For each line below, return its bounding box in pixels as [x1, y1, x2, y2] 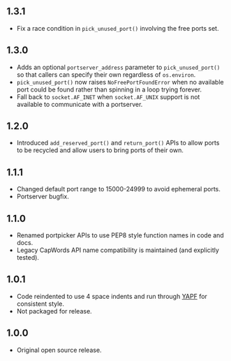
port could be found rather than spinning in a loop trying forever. [16, 85, 202, 94]
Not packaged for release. [16, 307, 92, 315]
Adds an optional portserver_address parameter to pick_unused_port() [16, 63, 221, 71]
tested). [16, 253, 40, 262]
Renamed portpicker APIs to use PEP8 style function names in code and [16, 231, 224, 240]
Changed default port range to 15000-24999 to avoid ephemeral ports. [16, 185, 221, 193]
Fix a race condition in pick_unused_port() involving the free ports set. [16, 24, 219, 32]
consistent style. [16, 300, 64, 308]
